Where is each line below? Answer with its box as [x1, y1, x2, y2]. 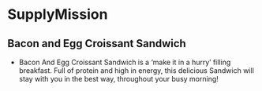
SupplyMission [7, 5, 108, 24]
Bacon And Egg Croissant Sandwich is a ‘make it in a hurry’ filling [18, 57, 231, 67]
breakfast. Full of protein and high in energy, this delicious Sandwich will [18, 66, 254, 75]
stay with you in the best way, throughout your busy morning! [18, 75, 219, 83]
